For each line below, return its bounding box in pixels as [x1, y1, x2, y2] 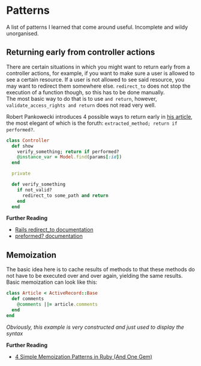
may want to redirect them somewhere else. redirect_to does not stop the [6, 82, 191, 89]
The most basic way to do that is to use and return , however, [6, 95, 157, 102]
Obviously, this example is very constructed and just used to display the [6, 323, 184, 331]
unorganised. [6, 29, 39, 37]
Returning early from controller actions [6, 47, 155, 58]
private [11, 170, 31, 177]
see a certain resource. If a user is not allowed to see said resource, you [6, 76, 185, 83]
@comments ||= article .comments [17, 301, 98, 307]
